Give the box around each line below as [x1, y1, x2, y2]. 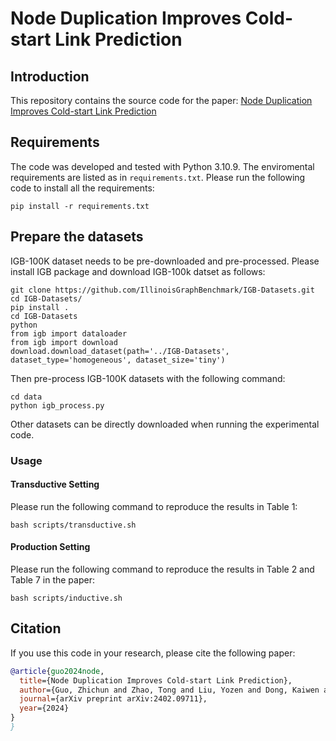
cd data [10, 392, 43, 402]
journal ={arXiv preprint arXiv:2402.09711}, [19, 694, 208, 704]
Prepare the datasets [10, 228, 144, 246]
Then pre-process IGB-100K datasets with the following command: [10, 372, 286, 384]
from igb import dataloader [10, 328, 128, 339]
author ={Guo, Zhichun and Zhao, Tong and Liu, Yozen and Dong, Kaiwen [19, 685, 320, 695]
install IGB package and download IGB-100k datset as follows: [10, 265, 266, 277]
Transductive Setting [10, 478, 100, 491]
